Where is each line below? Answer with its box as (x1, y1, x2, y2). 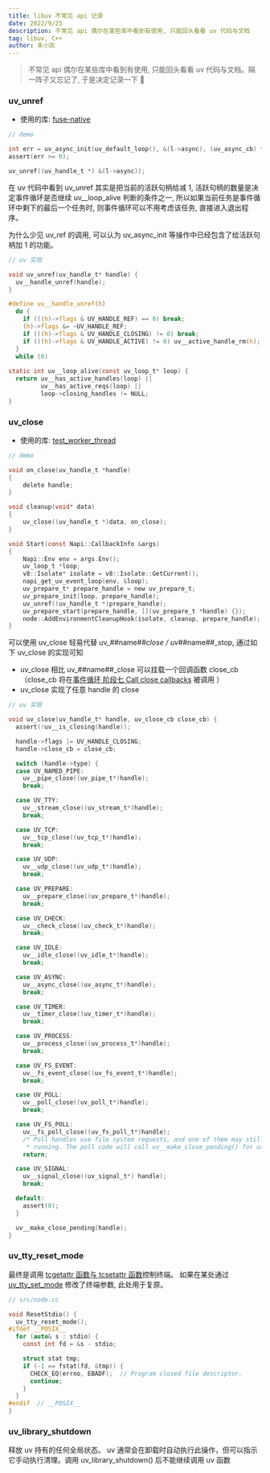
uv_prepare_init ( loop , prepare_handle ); (22, 592, 160, 600)
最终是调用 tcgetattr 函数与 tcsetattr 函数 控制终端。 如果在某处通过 (8, 1270, 229, 1279)
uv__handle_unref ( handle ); (15, 278, 106, 286)
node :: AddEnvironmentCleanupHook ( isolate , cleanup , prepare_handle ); (22, 614, 261, 623)
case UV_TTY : (15, 797, 59, 805)
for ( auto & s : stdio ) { (15, 1332, 99, 1341)
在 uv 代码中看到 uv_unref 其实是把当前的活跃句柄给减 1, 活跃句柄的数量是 (8, 183, 252, 192)
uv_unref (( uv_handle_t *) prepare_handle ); (22, 600, 167, 608)
